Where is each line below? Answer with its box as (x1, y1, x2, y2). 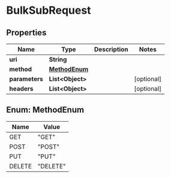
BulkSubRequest (6, 4, 91, 17)
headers (9, 85, 34, 93)
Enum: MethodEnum (6, 105, 85, 115)
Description (94, 46, 128, 53)
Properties (6, 28, 47, 38)
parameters (9, 75, 43, 83)
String (49, 55, 67, 64)
